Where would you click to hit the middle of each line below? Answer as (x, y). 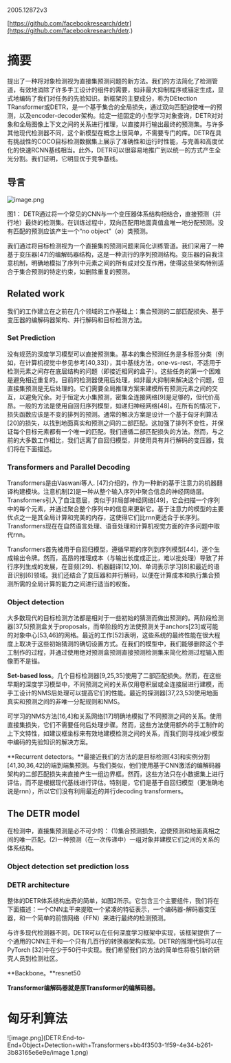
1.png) (80, 1053)
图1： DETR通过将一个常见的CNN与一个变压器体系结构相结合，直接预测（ (111, 214)
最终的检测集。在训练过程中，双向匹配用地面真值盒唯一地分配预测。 (121, 222)
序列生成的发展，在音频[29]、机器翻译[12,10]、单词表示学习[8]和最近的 (113, 567)
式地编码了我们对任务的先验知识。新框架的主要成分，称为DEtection (102, 98)
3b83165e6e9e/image (38, 1053)
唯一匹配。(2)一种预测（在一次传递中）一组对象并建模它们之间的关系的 (119, 840)
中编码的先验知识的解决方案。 (49, 742)
